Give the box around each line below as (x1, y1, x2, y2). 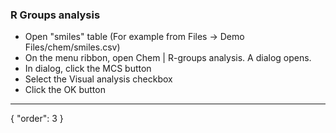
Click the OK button (24, 84, 106, 96)
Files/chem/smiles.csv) (24, 41, 121, 53)
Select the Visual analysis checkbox (24, 73, 173, 85)
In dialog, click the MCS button (24, 63, 152, 75)
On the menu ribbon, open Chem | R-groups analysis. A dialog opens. (24, 52, 312, 64)
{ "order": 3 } (10, 113, 64, 125)
